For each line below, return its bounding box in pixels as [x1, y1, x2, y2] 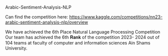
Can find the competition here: [5, 14, 69, 19]
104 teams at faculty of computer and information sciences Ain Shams [5, 40, 150, 45]
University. [5, 45, 28, 51]
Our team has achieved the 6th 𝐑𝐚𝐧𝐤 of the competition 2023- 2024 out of [5, 34, 159, 40]
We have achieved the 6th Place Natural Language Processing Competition [5, 29, 160, 34]
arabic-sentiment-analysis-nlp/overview [5, 19, 88, 25]
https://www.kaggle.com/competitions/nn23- [69, 14, 163, 19]
